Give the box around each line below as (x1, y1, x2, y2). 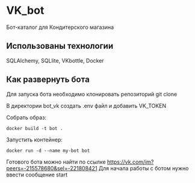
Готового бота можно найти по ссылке (6, 158, 107, 166)
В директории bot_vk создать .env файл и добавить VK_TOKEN (6, 102, 167, 109)
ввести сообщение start (6, 171, 68, 178)
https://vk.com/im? (107, 158, 154, 166)
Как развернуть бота (6, 75, 90, 85)
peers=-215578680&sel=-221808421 (6, 164, 97, 172)
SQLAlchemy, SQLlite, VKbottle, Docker (6, 57, 104, 64)
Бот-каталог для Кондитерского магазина (6, 23, 114, 31)
